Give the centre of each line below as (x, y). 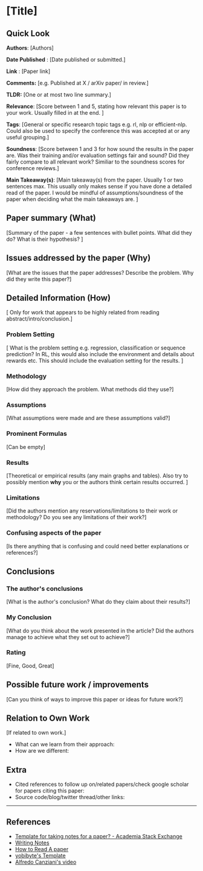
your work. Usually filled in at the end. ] (55, 113)
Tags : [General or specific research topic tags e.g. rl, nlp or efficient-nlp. (97, 124)
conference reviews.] (33, 168)
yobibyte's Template (40, 856)
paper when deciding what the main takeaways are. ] (72, 199)
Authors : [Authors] (30, 48)
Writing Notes (32, 843)
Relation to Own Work (48, 718)
